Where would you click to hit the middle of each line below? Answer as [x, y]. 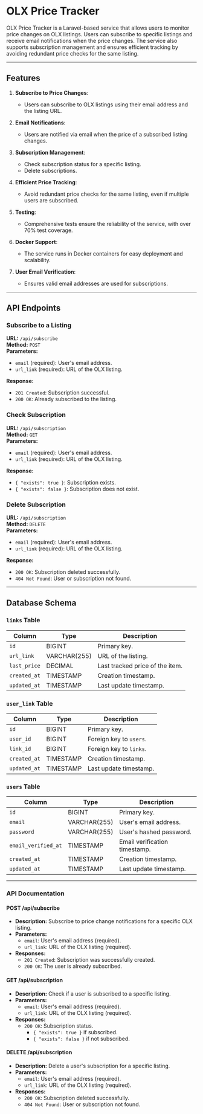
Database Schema [41, 603]
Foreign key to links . [117, 749]
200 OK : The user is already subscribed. [73, 966]
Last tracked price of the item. [140, 666]
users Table [23, 787]
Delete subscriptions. [50, 170]
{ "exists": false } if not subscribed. [81, 1038]
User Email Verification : [45, 272]
